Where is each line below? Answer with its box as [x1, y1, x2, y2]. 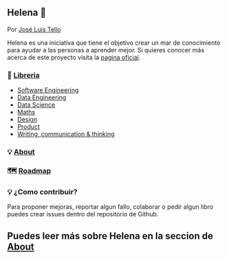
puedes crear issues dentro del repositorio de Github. [7, 210, 159, 218]
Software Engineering [17, 86, 79, 94]
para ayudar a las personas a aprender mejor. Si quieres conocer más [7, 45, 205, 54]
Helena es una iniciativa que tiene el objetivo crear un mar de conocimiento [7, 39, 221, 47]
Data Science [17, 101, 56, 109]
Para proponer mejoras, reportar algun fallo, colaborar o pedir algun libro [7, 203, 214, 211]
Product [17, 123, 40, 131]
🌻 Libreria [7, 70, 40, 80]
